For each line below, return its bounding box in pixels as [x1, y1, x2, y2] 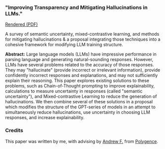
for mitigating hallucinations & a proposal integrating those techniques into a [5, 36, 161, 42]
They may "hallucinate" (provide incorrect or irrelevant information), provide [5, 67, 161, 73]
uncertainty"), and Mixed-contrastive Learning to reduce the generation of [5, 93, 157, 99]
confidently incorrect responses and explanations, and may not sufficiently [5, 73, 158, 78]
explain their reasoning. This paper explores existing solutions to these [5, 77, 150, 83]
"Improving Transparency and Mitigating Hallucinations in [5, 4, 148, 11]
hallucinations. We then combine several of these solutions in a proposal [5, 99, 153, 105]
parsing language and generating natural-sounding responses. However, [5, 57, 154, 63]
